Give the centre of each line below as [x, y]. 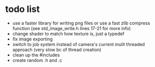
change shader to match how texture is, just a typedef [68, 33]
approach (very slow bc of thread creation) [57, 49]
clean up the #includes [36, 55]
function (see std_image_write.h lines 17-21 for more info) [72, 28]
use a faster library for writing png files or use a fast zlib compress [81, 23]
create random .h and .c [37, 60]
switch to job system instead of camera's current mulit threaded [79, 44]
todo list [23, 9]
